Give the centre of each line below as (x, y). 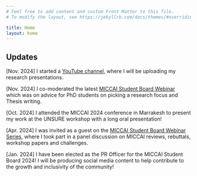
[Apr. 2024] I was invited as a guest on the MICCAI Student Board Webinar (96, 131)
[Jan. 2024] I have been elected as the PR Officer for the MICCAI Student (95, 154)
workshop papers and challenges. (47, 143)
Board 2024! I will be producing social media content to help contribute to (95, 161)
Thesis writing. (24, 101)
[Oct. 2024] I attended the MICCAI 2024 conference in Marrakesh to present (98, 113)
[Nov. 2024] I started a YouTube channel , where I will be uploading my (91, 71)
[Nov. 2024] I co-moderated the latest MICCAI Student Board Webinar (91, 89)
